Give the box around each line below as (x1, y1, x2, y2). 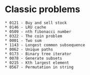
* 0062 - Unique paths (5, 47, 53, 52)
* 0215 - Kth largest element (5, 60, 70, 65)
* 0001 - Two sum (5, 38, 42, 43)
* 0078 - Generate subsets (5, 56, 62, 61)
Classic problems (5, 4, 80, 15)
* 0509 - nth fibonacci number (5, 29, 72, 34)
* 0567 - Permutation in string (5, 64, 74, 69)
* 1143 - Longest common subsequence (5, 42, 85, 48)
